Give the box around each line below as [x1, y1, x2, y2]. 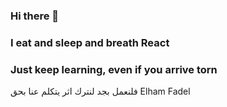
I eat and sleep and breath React [10, 35, 170, 49]
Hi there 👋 [10, 9, 60, 23]
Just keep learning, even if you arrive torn [10, 62, 218, 76]
